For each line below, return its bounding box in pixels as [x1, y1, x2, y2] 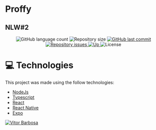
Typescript [12, 94, 35, 100]
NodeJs [12, 89, 29, 95]
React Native [12, 105, 39, 111]
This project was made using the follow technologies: [5, 79, 114, 85]
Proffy [5, 3, 32, 15]
